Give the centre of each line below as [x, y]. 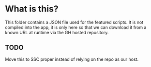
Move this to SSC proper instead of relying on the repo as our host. [72, 59]
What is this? [32, 9]
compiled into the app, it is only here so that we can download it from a [76, 27]
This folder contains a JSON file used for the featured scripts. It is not [74, 22]
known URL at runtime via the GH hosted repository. [57, 32]
